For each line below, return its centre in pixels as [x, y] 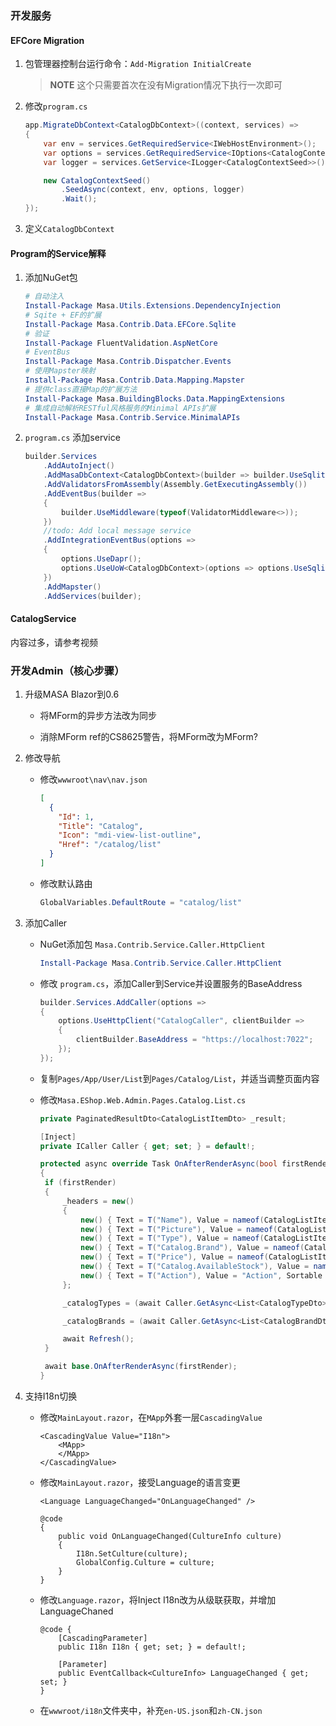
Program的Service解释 [58, 253]
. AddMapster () [72, 587]
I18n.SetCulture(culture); [131, 1553]
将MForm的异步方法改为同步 [98, 715]
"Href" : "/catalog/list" [110, 845]
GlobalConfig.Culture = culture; [145, 1562]
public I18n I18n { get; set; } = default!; [152, 1647]
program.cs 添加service [72, 438]
